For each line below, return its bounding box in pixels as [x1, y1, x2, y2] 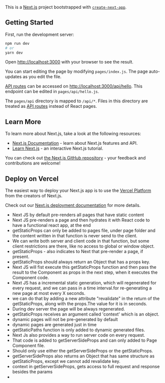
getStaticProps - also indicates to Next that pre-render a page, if [12, 249, 143, 255]
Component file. [12, 343, 45, 349]
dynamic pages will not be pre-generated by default [12, 317, 118, 322]
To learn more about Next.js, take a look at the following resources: [5, 130, 141, 137]
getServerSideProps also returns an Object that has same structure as [12, 353, 155, 359]
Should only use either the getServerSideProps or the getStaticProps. [12, 348, 154, 354]
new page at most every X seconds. [12, 290, 86, 296]
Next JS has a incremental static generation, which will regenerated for [12, 280, 157, 286]
